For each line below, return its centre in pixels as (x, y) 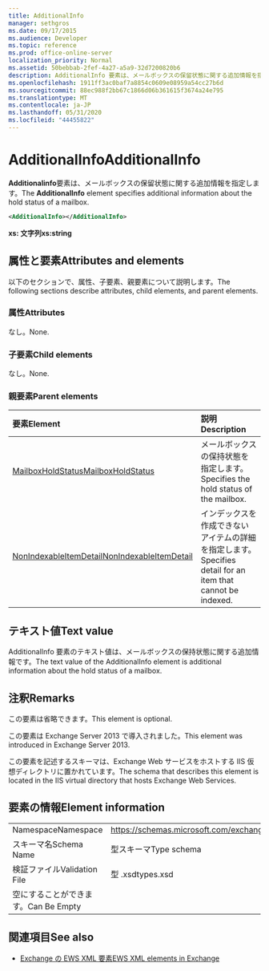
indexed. (217, 601)
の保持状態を (225, 456)
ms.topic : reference (43, 46)
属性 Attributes (37, 313)
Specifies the (225, 479)
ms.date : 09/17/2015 (43, 30)
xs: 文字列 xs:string (40, 233)
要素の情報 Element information (87, 808)
